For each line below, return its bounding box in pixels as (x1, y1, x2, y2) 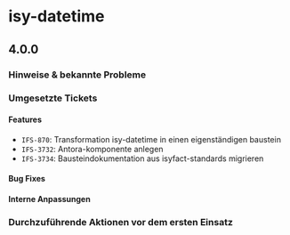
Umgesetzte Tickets (8, 92, 98, 104)
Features (8, 114, 42, 126)
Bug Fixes (8, 174, 46, 184)
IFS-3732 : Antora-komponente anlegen (20, 143, 164, 154)
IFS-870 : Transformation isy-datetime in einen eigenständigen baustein (20, 134, 282, 144)
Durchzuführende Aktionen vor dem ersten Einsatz (8, 215, 233, 228)
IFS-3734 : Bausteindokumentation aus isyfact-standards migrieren (20, 153, 264, 164)
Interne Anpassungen (8, 193, 91, 204)
